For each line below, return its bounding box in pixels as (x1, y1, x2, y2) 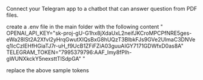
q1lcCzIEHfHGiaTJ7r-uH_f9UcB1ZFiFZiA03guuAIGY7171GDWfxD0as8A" (6, 42, 184, 49)
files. (6, 11, 19, 19)
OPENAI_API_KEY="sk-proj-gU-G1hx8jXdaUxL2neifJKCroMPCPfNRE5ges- (6, 29, 192, 37)
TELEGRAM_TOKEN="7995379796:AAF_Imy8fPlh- (6, 49, 132, 56)
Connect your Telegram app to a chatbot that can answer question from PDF (6, 5, 198, 12)
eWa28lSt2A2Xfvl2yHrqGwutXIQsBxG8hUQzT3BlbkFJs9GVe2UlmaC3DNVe (6, 36, 196, 43)
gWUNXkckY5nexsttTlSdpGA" (6, 55, 82, 62)
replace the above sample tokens (6, 67, 89, 74)
